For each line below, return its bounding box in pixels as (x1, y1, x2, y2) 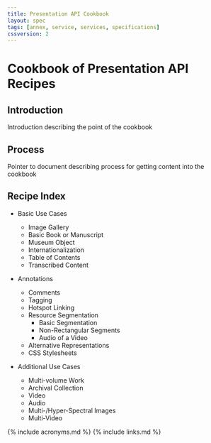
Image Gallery (28, 223, 69, 231)
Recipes (7, 76, 56, 92)
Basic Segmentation (38, 318, 98, 327)
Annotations (17, 274, 53, 283)
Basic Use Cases (17, 209, 67, 217)
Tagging (28, 295, 52, 304)
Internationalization (28, 246, 85, 254)
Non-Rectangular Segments (38, 326, 120, 334)
